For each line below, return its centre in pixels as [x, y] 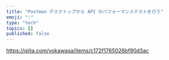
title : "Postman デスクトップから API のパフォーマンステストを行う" [85, 12]
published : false [28, 34]
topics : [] [20, 28]
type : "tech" [22, 23]
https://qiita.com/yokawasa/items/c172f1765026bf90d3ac [78, 50]
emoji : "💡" [20, 17]
